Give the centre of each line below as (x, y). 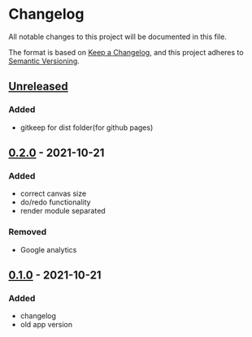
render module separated (63, 211)
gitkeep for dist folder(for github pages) (87, 127)
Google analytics (48, 249)
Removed (28, 232)
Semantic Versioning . (44, 61)
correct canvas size (53, 194)
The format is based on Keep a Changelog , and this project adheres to (126, 52)
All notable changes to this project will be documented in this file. (118, 37)
